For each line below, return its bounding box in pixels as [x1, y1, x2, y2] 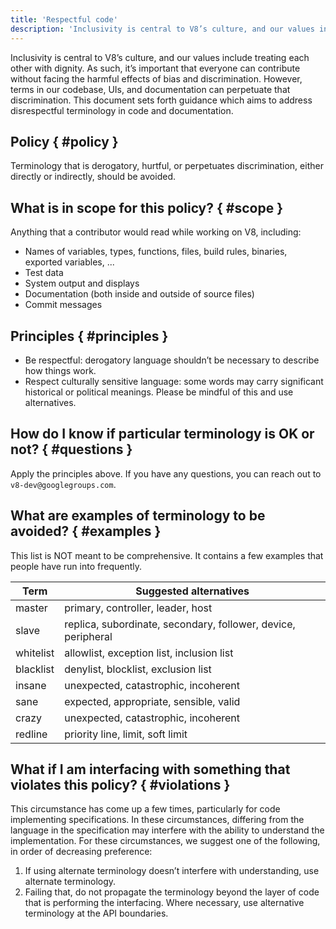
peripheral [64, 629, 113, 643]
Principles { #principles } [10, 327, 169, 345]
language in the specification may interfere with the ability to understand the [10, 824, 325, 836]
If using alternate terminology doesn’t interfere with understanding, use [24, 865, 320, 877]
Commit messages [24, 299, 103, 311]
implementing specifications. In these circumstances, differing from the [10, 814, 305, 826]
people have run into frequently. [10, 560, 143, 572]
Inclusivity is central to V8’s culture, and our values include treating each [10, 51, 310, 63]
